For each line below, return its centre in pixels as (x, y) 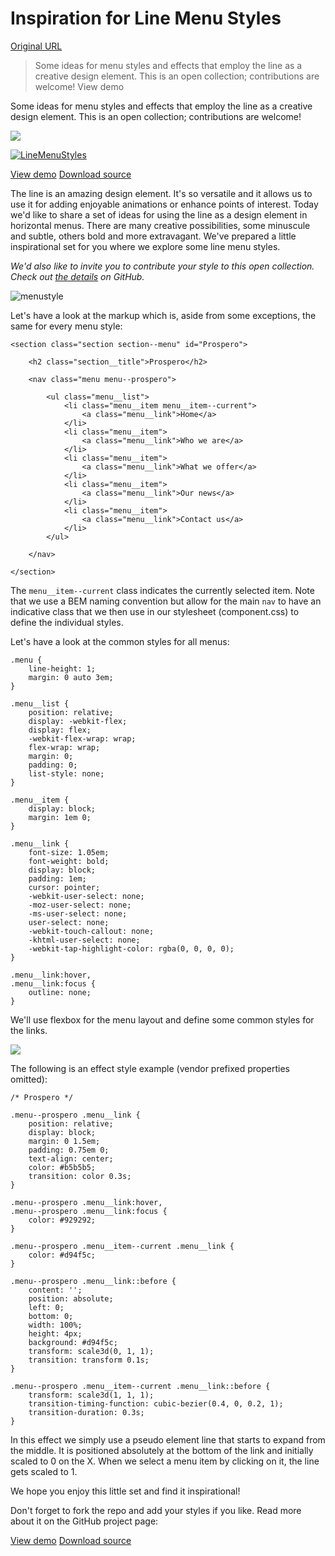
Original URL (36, 46)
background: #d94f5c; (73, 1342)
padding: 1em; (57, 878)
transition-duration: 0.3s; (86, 1412)
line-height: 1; (62, 668)
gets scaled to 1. (44, 1471)
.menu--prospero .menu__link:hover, (86, 1202)
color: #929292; (62, 1220)
